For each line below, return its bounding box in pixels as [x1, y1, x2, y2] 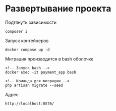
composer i [5, 29, 28, 34]
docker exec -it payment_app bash [5, 70, 77, 75]
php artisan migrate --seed [5, 83, 63, 88]
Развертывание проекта [5, 3, 112, 14]
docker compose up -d [5, 47, 50, 52]
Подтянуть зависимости [5, 19, 57, 25]
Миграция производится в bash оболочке [5, 55, 94, 62]
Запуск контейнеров [5, 38, 49, 44]
